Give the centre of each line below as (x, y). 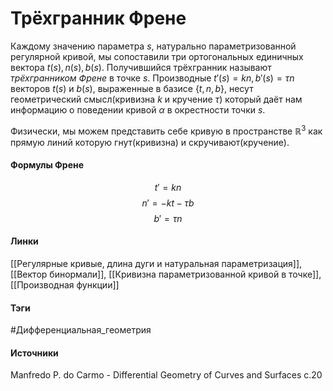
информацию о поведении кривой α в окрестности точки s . (138, 109)
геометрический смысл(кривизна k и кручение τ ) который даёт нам (156, 99)
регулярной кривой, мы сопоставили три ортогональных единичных (157, 56)
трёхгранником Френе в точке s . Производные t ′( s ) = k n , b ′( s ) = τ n (152, 78)
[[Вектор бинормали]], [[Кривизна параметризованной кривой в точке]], (166, 274)
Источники (34, 353)
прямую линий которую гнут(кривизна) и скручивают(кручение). (150, 142)
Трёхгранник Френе (98, 18)
